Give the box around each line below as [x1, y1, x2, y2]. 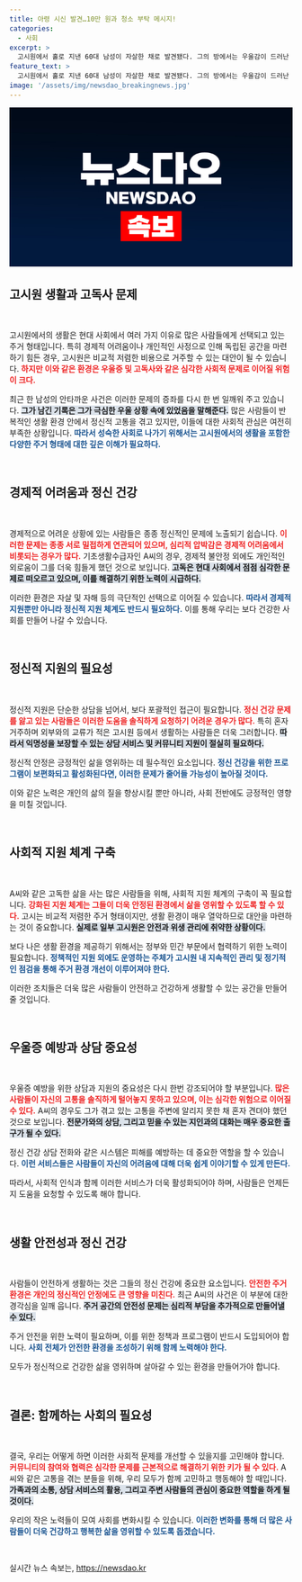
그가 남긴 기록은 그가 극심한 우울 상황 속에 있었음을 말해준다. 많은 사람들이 [21, 405, 277, 416]
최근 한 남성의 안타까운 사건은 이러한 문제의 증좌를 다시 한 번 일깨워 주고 [9, 394, 261, 405]
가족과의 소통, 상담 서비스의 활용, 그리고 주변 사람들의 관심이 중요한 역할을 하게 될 [9, 1484, 290, 1495]
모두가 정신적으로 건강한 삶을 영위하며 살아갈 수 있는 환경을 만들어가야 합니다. [9, 1362, 280, 1372]
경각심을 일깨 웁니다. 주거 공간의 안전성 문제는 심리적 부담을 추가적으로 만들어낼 [9, 1300, 285, 1311]
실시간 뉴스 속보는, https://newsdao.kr [9, 1562, 147, 1573]
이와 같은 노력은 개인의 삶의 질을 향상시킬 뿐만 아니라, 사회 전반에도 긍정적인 [9, 787, 276, 798]
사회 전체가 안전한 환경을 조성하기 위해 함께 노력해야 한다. [28, 1342, 227, 1353]
